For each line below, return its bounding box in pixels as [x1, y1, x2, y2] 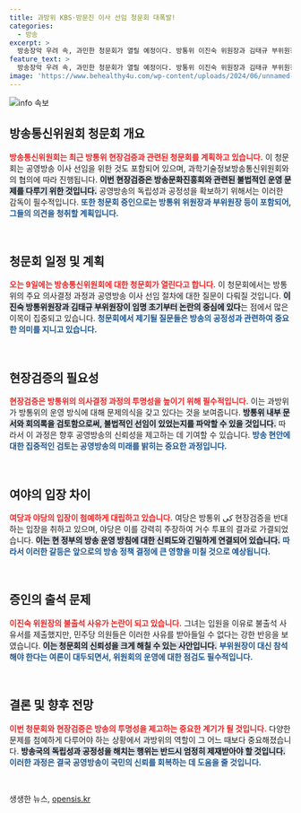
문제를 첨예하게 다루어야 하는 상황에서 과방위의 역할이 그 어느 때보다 [9, 734, 246, 745]
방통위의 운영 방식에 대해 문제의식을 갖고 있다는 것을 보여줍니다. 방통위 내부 [18, 407, 281, 418]
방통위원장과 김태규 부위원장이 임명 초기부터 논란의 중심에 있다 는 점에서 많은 [25, 302, 289, 312]
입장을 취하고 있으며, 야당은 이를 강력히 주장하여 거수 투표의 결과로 [25, 524, 258, 534]
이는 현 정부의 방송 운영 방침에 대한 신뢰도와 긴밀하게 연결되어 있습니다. [35, 535, 280, 546]
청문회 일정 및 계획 [9, 253, 105, 269]
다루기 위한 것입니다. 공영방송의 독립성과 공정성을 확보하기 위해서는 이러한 [25, 185, 284, 196]
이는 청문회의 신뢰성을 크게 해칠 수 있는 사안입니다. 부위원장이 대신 [42, 640, 272, 651]
